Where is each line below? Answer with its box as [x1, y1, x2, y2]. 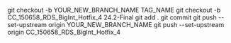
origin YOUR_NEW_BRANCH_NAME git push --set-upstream [48, 21, 225, 28]
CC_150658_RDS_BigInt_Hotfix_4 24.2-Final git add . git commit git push [7, 13, 218, 21]
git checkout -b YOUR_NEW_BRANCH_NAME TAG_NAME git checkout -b [7, 6, 221, 14]
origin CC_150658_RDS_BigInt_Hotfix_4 [7, 28, 120, 36]
